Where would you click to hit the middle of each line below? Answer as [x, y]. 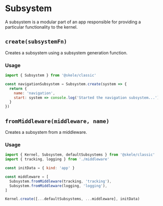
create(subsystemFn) [36, 42]
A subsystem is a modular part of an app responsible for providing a [73, 22]
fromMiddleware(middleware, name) [57, 121]
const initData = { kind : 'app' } [40, 168]
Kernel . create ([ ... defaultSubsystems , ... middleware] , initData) [72, 199]
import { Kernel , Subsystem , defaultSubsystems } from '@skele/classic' [80, 155]
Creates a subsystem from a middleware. [46, 132]
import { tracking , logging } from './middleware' [57, 159]
